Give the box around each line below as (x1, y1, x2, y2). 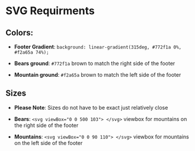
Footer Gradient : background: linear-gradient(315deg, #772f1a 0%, (14, 43, 182, 50)
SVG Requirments (5, 4, 95, 18)
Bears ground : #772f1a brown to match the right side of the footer (14, 60, 175, 67)
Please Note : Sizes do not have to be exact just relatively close (14, 104, 168, 111)
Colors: (5, 28, 34, 38)
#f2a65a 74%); (14, 50, 49, 55)
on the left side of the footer (14, 139, 83, 146)
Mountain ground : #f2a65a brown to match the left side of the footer (14, 71, 181, 78)
